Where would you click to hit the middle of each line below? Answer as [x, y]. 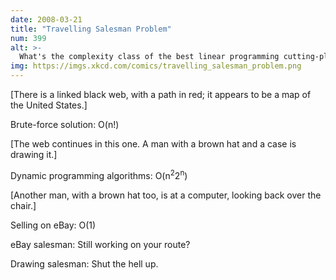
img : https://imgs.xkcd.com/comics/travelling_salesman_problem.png [156, 66]
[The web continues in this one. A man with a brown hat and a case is [153, 144]
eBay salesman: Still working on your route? [100, 244]
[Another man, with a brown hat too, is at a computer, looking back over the [166, 195]
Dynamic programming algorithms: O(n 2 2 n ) [99, 174]
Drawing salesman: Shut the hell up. [84, 263]
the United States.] [49, 105]
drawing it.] [34, 154]
